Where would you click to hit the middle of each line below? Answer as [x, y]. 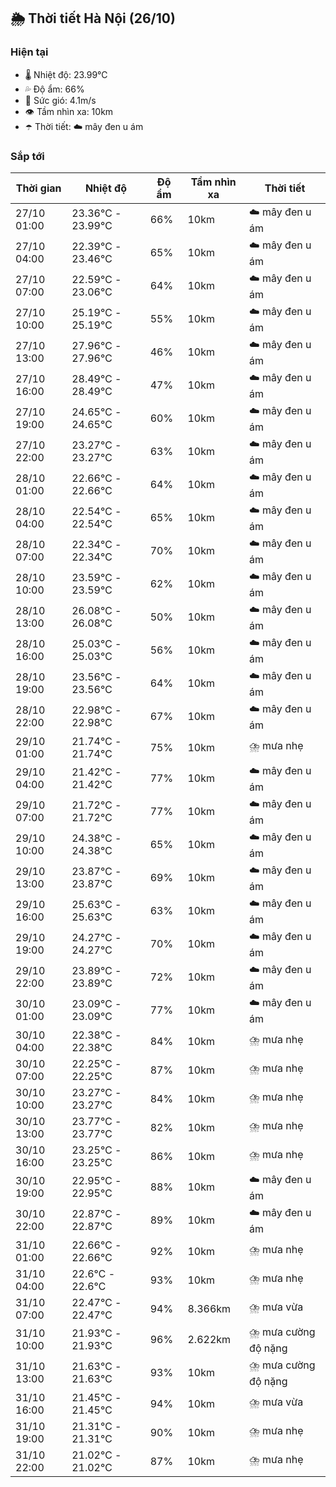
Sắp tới [27, 156]
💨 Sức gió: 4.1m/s [60, 100]
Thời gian [38, 188]
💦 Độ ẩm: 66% [54, 89]
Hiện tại [29, 52]
